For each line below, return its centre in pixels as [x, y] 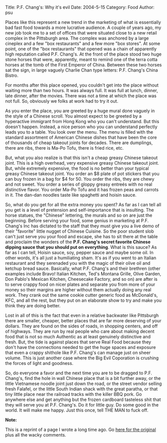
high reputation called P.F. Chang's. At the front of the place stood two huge [83, 54]
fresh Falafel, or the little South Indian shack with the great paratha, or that [82, 389]
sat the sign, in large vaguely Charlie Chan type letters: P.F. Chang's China [82, 70]
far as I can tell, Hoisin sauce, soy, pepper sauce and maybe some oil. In [79, 253]
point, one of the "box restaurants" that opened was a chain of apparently [81, 49]
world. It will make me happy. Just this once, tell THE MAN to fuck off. [77, 410]
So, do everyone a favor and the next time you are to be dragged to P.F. [79, 373]
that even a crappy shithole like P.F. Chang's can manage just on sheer [78, 353]
